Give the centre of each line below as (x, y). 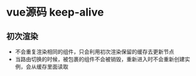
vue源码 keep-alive (55, 12)
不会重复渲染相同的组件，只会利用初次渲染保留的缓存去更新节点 (94, 52)
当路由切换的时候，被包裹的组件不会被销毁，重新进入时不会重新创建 (100, 59)
